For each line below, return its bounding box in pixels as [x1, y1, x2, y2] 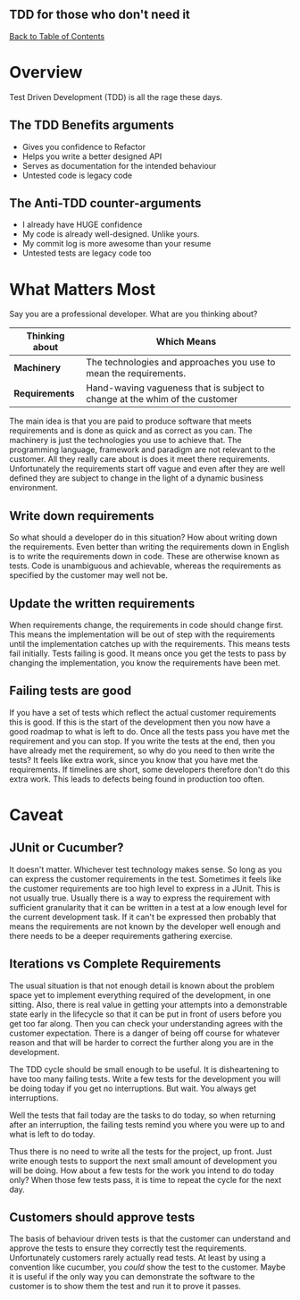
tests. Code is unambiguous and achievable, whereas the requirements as [9, 560, 281, 571]
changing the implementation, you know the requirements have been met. [9, 657, 281, 668]
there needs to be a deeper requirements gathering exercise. [9, 930, 234, 941]
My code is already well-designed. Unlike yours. [21, 229, 200, 239]
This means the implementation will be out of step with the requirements [9, 629, 275, 640]
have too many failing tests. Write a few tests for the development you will [9, 1073, 281, 1084]
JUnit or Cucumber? [9, 840, 124, 856]
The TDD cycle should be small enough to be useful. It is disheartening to [9, 1063, 279, 1075]
